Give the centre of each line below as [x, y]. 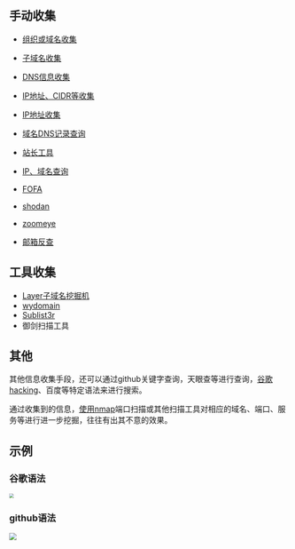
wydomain [41, 306]
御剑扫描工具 [45, 325]
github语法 [33, 518]
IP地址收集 [41, 115]
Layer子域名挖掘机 [56, 295]
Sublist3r [39, 314]
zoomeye [39, 223]
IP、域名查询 [45, 171]
